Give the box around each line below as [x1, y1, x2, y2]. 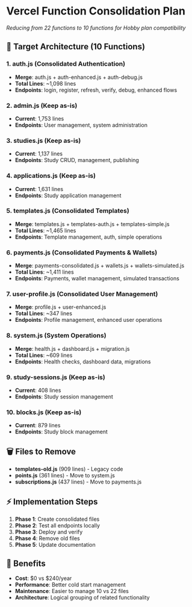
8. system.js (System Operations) [6, 332, 107, 340]
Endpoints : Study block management [14, 428, 108, 435]
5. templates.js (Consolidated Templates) [6, 207, 129, 215]
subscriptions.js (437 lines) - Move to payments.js [14, 478, 142, 486]
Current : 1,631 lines [14, 185, 64, 192]
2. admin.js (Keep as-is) [6, 101, 78, 110]
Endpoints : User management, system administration [14, 121, 147, 128]
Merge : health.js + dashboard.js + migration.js [14, 345, 130, 352]
